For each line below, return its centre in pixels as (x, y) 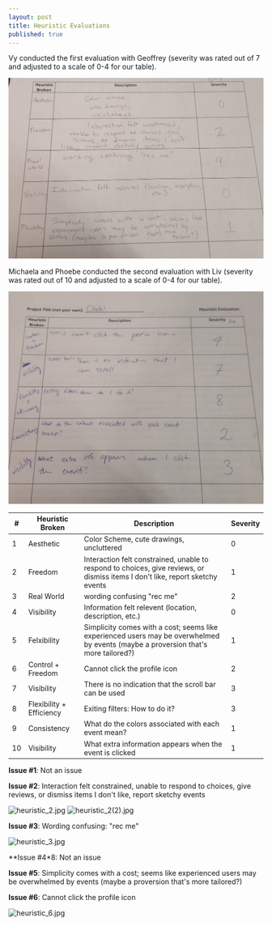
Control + (44, 665)
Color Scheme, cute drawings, (134, 539)
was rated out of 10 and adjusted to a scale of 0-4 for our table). (115, 280)
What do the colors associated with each (152, 724)
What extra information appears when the (153, 744)
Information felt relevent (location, (140, 608)
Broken (53, 528)
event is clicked (110, 752)
